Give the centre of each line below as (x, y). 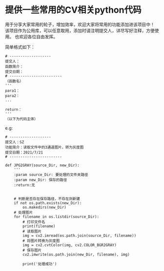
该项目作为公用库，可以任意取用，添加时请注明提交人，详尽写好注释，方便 (80, 30)
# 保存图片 (32, 250)
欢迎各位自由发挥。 (38, 37)
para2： (12, 96)
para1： (12, 91)
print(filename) (39, 226)
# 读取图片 (32, 231)
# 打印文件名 (34, 222)
